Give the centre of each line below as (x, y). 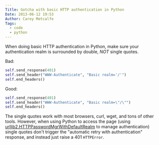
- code (16, 28)
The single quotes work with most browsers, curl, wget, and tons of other (79, 116)
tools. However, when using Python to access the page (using (68, 121)
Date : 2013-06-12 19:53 (30, 14)
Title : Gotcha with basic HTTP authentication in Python (65, 10)
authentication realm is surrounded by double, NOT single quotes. (72, 52)
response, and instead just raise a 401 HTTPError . (55, 137)
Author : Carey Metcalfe (30, 19)
